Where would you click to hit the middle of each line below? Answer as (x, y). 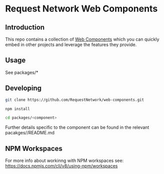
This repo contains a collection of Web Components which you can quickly (82, 39)
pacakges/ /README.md (30, 133)
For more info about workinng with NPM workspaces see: (64, 160)
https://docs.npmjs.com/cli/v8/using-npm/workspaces (61, 166)
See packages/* (22, 72)
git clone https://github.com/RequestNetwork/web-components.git (74, 100)
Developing (23, 88)
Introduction (25, 27)
